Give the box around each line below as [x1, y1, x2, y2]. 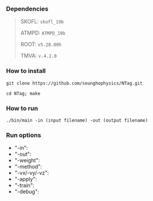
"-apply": [14, 176, 37, 183]
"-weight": [14, 157, 40, 164]
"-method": [14, 163, 42, 170]
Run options [6, 131, 42, 139]
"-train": [14, 182, 35, 189]
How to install [6, 67, 46, 75]
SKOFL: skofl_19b [20, 18, 64, 25]
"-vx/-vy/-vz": [14, 169, 49, 176]
